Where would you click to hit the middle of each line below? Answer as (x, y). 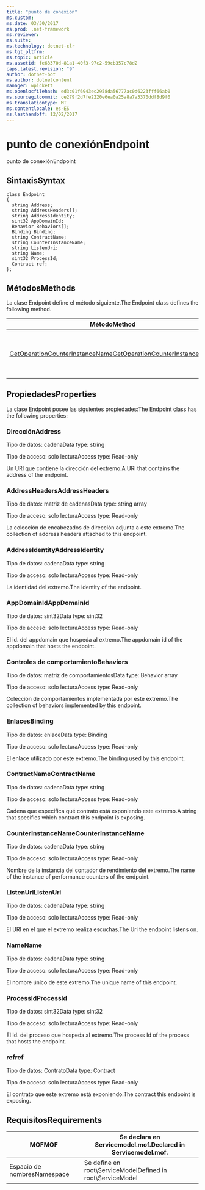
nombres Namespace (39, 1174)
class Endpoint (26, 195)
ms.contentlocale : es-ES (38, 108)
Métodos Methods (41, 288)
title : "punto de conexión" (42, 12)
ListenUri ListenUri (34, 893)
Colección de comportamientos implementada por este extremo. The (92, 699)
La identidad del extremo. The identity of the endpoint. (74, 587)
